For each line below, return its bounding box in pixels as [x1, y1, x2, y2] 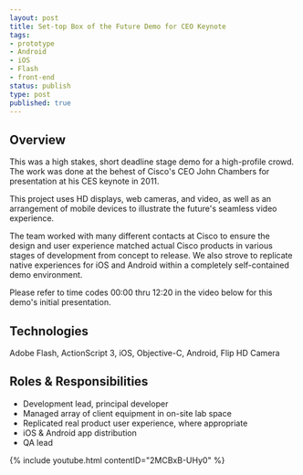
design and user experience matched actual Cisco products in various [9, 240, 274, 251]
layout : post [9, 13, 59, 23]
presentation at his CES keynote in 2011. [9, 175, 160, 187]
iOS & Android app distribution [22, 427, 137, 438]
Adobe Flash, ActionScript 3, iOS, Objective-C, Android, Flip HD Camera [9, 348, 280, 358]
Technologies [9, 323, 89, 339]
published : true [9, 98, 71, 108]
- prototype [9, 38, 55, 48]
